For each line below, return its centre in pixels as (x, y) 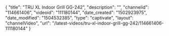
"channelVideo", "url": (28, 23)
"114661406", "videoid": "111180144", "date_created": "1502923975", (76, 12)
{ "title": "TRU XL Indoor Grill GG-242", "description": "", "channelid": (77, 7)
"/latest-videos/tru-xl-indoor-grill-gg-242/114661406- (108, 23)
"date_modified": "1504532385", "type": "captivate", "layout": (69, 18)
